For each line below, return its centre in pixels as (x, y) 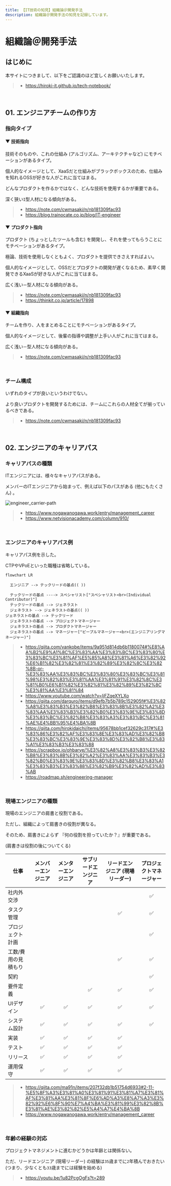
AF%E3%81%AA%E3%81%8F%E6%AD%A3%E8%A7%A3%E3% (95, 1098)
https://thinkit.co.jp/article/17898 (60, 300)
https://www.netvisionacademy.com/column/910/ (77, 518)
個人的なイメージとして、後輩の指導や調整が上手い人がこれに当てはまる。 (83, 336)
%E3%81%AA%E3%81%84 (54, 690)
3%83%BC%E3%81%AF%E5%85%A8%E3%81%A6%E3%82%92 (95, 658)
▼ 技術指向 (17, 141)
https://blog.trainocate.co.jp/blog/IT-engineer (73, 215)
